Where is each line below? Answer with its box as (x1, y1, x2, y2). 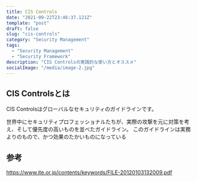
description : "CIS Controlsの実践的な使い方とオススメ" (6, 59, 137, 65)
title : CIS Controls (6, 8, 58, 15)
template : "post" (6, 20, 50, 26)
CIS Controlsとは (6, 88, 70, 99)
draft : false (6, 25, 39, 32)
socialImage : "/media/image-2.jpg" (6, 64, 95, 71)
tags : (6, 43, 20, 49)
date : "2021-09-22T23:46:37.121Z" (6, 14, 93, 20)
